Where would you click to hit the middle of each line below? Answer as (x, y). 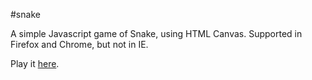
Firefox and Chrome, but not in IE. (79, 44)
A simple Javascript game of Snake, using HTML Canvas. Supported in (156, 33)
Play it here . (35, 63)
